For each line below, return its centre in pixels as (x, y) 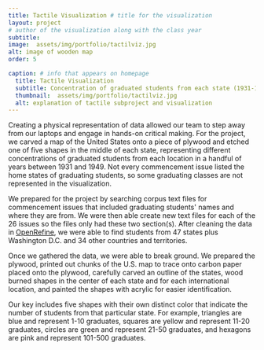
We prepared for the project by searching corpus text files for (108, 199)
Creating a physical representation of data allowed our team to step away (127, 125)
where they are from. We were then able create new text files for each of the (132, 216)
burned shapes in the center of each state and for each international (119, 281)
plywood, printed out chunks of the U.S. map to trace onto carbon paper (125, 264)
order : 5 (22, 60)
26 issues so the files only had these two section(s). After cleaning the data (130, 224)
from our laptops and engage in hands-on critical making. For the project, (127, 134)
